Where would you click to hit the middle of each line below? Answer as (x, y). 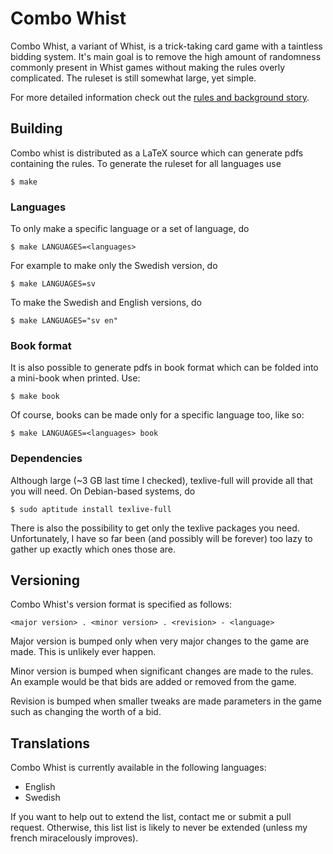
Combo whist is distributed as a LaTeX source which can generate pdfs (157, 153)
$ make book (35, 397)
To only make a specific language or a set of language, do (130, 229)
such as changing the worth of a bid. (86, 712)
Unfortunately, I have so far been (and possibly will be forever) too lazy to (161, 538)
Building (36, 128)
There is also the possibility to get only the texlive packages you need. (155, 528)
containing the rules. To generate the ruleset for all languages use (146, 163)
